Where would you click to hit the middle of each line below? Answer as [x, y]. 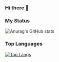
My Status [18, 20]
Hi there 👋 [17, 8]
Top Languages [24, 44]
